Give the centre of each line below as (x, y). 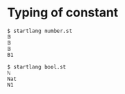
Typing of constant (63, 13)
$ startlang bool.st (37, 67)
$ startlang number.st (40, 31)
